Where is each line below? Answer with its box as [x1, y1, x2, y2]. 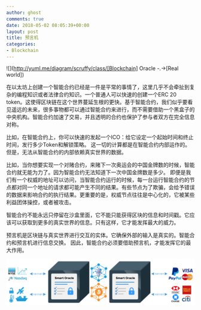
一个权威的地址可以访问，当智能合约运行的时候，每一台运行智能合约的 [16, 176, 190, 183]
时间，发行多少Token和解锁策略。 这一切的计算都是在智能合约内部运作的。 [6, 141, 191, 148]
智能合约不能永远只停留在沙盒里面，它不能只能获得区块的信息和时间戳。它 [6, 211, 190, 218]
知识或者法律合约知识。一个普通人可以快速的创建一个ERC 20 [26, 90, 176, 98]
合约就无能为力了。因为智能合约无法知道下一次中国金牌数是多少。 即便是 [6, 168, 186, 176]
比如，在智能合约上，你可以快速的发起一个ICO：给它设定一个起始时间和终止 [6, 133, 194, 141]
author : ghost [6, 10, 42, 16]
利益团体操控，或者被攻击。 [6, 198, 75, 206]
